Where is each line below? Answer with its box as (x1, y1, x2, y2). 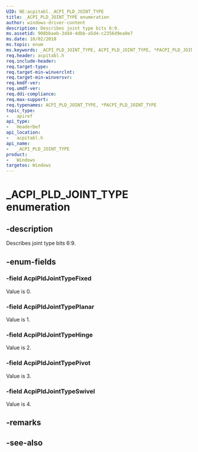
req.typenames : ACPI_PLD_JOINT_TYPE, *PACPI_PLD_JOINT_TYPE (6, 102, 157, 108)
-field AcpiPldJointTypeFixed (6, 274, 92, 282)
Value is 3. (6, 372, 31, 379)
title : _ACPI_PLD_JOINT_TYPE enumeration (6, 14, 110, 20)
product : (6, 151, 28, 157)
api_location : (6, 129, 41, 136)
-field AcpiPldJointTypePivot (6, 359, 91, 367)
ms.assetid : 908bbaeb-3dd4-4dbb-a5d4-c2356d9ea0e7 (6, 31, 133, 37)
